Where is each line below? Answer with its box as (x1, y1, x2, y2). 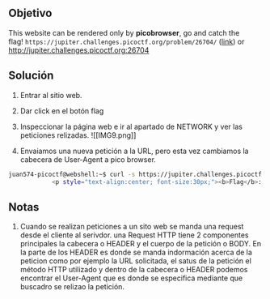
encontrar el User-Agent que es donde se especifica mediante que (19, 273, 243, 283)
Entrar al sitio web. (19, 90, 82, 100)
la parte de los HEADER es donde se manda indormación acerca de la (19, 247, 253, 258)
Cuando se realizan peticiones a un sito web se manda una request (19, 222, 244, 232)
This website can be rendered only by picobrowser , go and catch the (8, 28, 240, 37)
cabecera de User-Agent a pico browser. (19, 154, 156, 164)
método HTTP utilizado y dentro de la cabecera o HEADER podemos (19, 265, 248, 275)
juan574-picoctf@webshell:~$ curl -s (8, 170, 136, 178)
